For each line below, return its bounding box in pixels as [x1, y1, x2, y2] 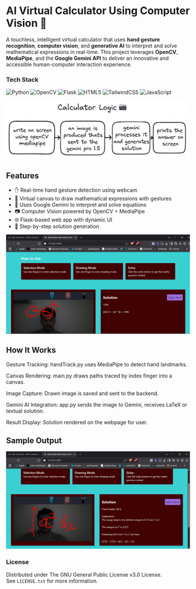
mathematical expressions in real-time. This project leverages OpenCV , [6, 48, 178, 55]
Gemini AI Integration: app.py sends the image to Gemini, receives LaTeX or [6, 401, 188, 408]
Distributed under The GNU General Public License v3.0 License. [6, 571, 162, 578]
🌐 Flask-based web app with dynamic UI [14, 216, 113, 223]
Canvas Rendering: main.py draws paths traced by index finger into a [6, 372, 173, 379]
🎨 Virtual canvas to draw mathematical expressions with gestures [14, 195, 172, 202]
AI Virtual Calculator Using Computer [6, 4, 190, 18]
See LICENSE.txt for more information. [6, 577, 98, 584]
